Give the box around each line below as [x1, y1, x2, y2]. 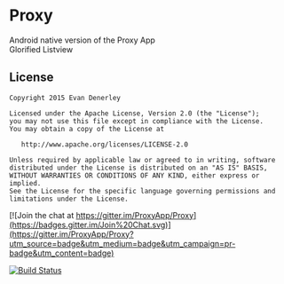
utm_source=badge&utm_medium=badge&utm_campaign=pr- [9, 238, 236, 248]
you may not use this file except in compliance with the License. [9, 116, 264, 125]
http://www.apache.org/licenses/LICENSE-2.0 [20, 139, 189, 149]
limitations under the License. [9, 194, 129, 203]
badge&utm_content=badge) [9, 248, 114, 258]
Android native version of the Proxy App [9, 35, 155, 45]
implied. [9, 178, 42, 187]
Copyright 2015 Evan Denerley [9, 93, 122, 102]
